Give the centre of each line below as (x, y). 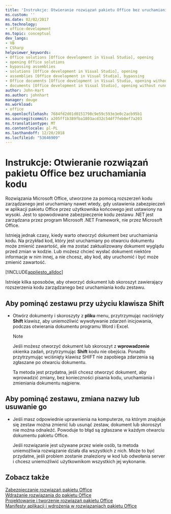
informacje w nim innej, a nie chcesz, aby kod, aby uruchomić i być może (82, 257)
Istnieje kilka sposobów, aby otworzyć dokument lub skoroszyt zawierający (84, 282)
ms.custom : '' (20, 15)
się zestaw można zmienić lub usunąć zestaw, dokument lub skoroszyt (87, 425)
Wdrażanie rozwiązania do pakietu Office (48, 495)
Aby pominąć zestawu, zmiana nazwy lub (73, 399)
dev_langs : (17, 39)
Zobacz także (27, 478)
